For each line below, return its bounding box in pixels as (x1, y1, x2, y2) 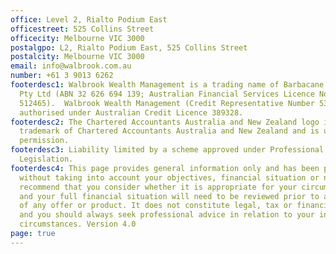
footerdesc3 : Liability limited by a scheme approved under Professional (10, 145, 325, 155)
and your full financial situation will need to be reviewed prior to (19, 191, 320, 201)
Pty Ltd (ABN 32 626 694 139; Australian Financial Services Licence (19, 89, 315, 99)
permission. (19, 136, 70, 146)
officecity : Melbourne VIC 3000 (10, 33, 145, 43)
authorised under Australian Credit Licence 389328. (19, 107, 244, 118)
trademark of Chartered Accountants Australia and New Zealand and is (19, 126, 320, 136)
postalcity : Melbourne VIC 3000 (10, 52, 145, 62)
